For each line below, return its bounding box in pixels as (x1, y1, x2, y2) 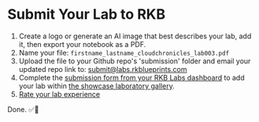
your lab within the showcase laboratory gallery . (18, 81, 175, 91)
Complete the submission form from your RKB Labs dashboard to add (18, 73, 245, 82)
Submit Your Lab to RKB (7, 5, 166, 23)
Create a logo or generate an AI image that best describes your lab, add (18, 31, 252, 41)
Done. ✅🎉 (7, 104, 39, 114)
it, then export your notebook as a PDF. (18, 39, 146, 48)
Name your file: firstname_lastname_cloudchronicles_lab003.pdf (18, 48, 230, 57)
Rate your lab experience (18, 89, 100, 99)
